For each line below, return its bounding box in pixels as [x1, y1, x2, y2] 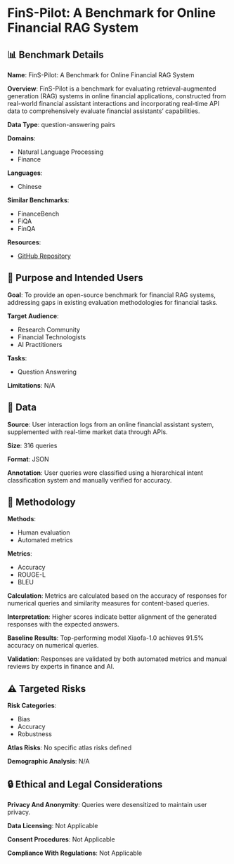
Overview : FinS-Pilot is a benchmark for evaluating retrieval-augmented [7, 84, 216, 93]
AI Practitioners [17, 340, 63, 348]
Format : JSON [7, 454, 49, 463]
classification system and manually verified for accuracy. [7, 476, 172, 484]
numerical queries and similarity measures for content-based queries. [7, 599, 209, 608]
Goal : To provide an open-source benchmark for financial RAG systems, [7, 290, 216, 299]
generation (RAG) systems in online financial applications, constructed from [7, 92, 226, 100]
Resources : [7, 238, 41, 247]
